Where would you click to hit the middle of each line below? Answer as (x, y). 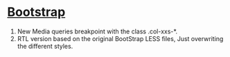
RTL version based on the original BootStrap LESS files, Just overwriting (120, 38)
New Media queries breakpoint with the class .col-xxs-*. (97, 31)
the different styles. (45, 46)
